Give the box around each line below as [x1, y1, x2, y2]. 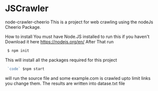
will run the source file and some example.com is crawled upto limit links [5, 75, 151, 81]
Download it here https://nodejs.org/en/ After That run [5, 38, 114, 44]
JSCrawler [5, 3, 49, 14]
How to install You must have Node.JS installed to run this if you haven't [5, 34, 150, 39]
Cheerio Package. [5, 24, 41, 30]
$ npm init [7, 48, 29, 53]
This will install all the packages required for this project [5, 57, 117, 63]
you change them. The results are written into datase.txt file [5, 80, 125, 86]
